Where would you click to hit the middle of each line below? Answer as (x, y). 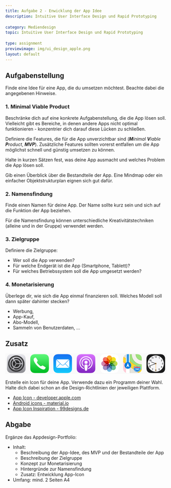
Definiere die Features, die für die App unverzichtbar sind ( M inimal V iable (83, 139)
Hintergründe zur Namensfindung (56, 469)
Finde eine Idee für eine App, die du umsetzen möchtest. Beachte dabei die (85, 88)
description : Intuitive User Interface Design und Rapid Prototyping (81, 16)
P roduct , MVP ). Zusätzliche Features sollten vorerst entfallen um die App (82, 144)
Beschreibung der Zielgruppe (51, 458)
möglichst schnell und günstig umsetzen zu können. (60, 149)
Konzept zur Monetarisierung (51, 463)
